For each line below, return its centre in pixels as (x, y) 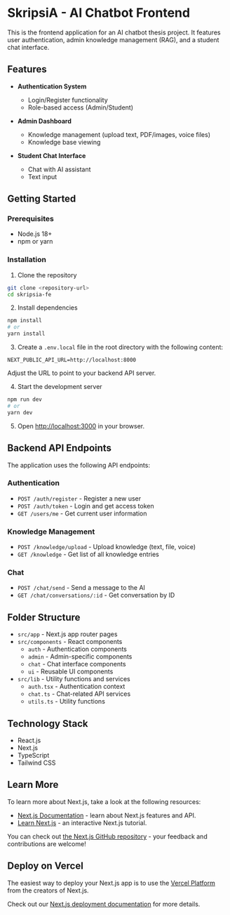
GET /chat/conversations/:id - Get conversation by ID (96, 595)
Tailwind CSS (36, 763)
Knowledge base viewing (64, 142)
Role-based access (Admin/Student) (80, 107)
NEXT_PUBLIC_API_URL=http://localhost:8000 (72, 360)
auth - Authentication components (77, 649)
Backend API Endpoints (60, 448)
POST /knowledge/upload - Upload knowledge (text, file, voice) (107, 547)
